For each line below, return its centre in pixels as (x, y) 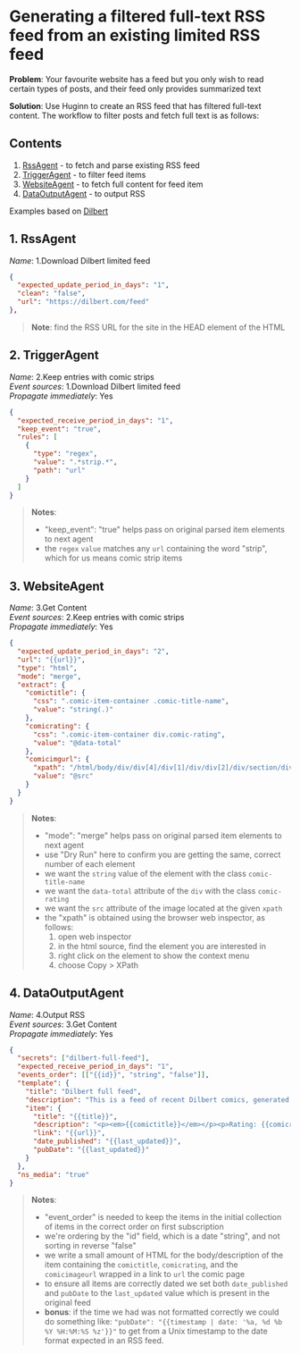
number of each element (90, 863)
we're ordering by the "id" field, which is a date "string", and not (162, 1236)
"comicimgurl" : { (58, 760)
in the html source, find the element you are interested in (162, 946)
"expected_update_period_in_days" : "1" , (93, 285)
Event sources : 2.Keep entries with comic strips (97, 618)
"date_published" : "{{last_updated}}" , (107, 1141)
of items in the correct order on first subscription (134, 1227)
